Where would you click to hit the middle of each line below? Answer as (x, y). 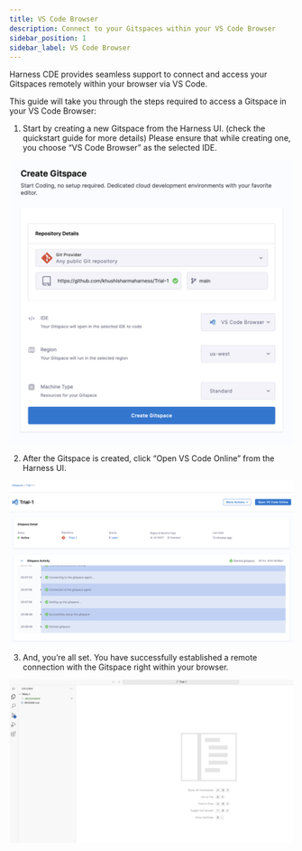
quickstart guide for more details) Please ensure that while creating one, (156, 138)
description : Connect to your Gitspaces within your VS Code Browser (143, 28)
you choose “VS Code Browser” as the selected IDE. (120, 148)
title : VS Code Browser (54, 19)
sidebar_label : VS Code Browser (70, 48)
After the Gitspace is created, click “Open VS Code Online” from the (148, 458)
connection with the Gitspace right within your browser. (125, 667)
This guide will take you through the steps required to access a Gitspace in (148, 102)
